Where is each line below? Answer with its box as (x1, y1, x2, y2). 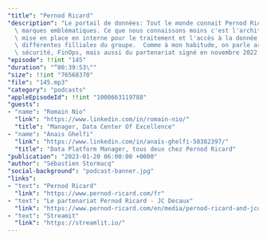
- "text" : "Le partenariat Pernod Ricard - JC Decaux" (7, 197, 194, 205)
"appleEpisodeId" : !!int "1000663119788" (7, 93, 147, 101)
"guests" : (7, 100, 41, 108)
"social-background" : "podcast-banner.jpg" (7, 167, 155, 175)
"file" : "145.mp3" (7, 78, 69, 86)
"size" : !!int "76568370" (7, 71, 93, 79)
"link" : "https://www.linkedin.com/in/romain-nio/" (14, 116, 190, 123)
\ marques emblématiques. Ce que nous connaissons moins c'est (14, 26, 229, 34)
